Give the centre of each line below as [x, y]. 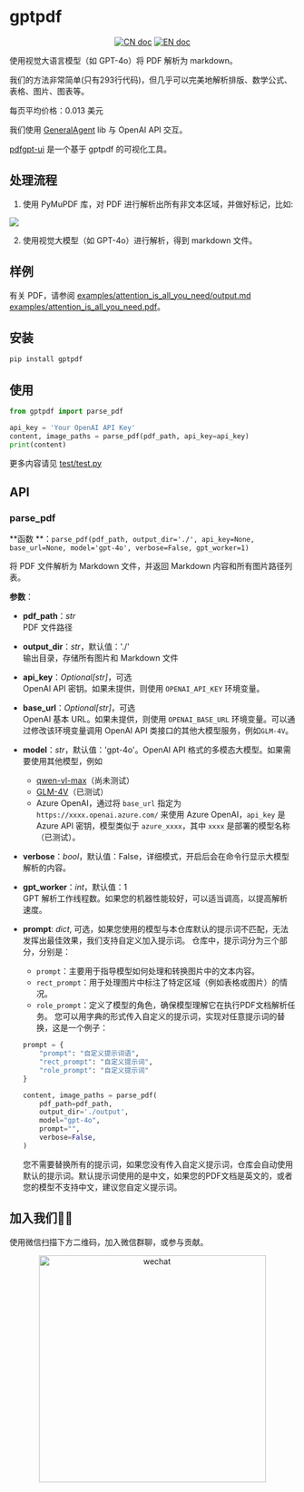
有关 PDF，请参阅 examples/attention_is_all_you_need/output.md [130, 295]
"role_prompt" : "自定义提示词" [94, 1070]
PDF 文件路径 [48, 627]
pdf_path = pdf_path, [76, 1104]
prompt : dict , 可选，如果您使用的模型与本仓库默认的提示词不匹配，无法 [155, 929]
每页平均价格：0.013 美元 [57, 110]
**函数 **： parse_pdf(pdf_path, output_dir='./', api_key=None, [132, 539]
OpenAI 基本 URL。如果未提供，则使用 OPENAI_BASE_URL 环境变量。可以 [155, 720]
